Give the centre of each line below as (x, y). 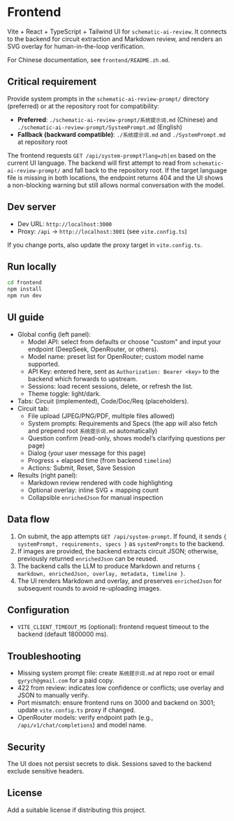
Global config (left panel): (54, 334)
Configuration (38, 611)
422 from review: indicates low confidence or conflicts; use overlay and (120, 688)
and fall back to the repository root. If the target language (144, 170)
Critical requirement (52, 82)
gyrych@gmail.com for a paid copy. (66, 681)
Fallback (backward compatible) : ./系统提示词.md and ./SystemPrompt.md (121, 134)
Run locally (32, 266)
